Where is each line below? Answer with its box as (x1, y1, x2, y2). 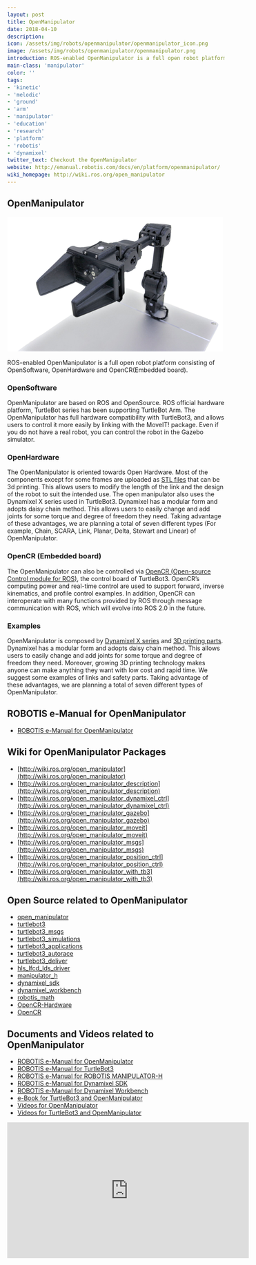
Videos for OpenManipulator (17, 1101, 98, 1110)
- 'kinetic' (7, 84, 41, 91)
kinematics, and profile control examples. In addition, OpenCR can (7, 589, 195, 597)
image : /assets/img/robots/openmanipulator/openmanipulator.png (7, 48, 196, 55)
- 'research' (7, 128, 45, 135)
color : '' (7, 69, 36, 76)
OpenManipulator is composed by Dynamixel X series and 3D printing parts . (7, 636, 224, 645)
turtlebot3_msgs (17, 928, 64, 936)
